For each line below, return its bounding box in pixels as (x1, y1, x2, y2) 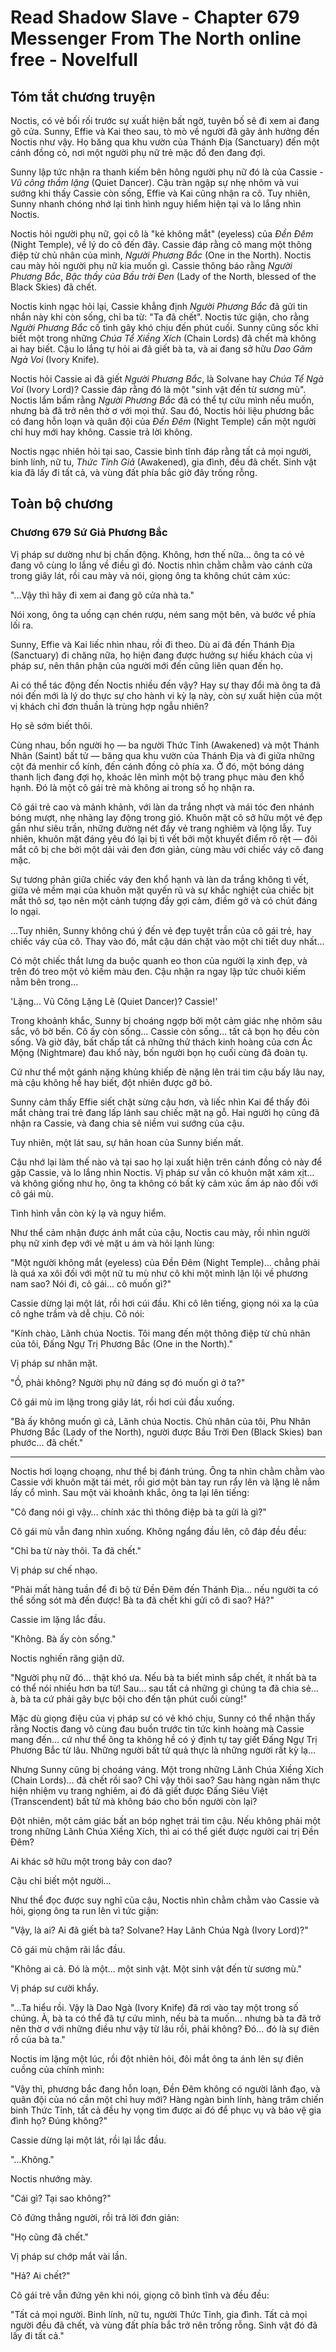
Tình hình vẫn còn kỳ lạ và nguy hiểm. (10, 1207, 167, 1219)
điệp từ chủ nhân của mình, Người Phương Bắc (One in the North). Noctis (10, 249, 312, 261)
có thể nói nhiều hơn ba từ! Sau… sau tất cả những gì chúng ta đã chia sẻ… (10, 1682, 319, 1694)
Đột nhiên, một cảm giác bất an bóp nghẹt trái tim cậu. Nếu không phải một (10, 1814, 321, 1826)
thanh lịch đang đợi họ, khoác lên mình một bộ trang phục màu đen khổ (10, 771, 305, 783)
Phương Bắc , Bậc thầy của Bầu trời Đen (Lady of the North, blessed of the (10, 271, 317, 282)
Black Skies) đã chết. (10, 281, 98, 293)
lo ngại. (10, 905, 41, 917)
